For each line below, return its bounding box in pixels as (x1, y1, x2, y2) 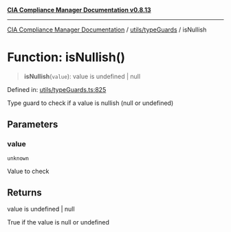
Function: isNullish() (7, 49, 126, 65)
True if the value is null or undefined (7, 218, 110, 227)
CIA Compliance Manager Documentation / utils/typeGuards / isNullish (7, 25, 207, 34)
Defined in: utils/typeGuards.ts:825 (7, 85, 107, 93)
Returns (7, 187, 43, 198)
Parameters (7, 119, 58, 130)
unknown (7, 154, 30, 162)
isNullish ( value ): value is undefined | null (23, 72, 141, 80)
